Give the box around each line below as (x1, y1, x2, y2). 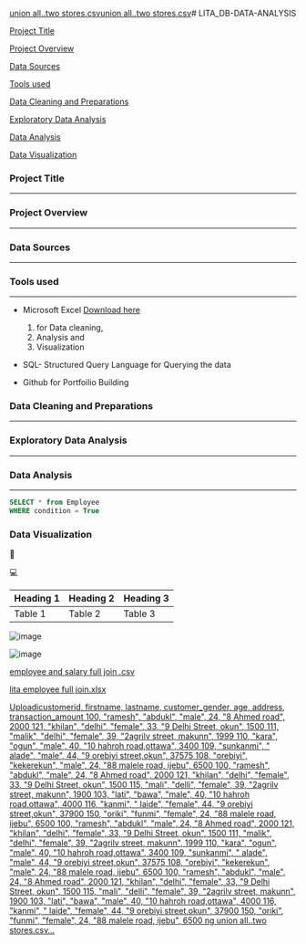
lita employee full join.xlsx (9, 684, 107, 695)
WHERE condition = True (9, 506, 100, 515)
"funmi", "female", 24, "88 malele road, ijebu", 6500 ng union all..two (9, 915, 267, 926)
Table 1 (14, 607, 46, 620)
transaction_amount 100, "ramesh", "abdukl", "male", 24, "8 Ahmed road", (9, 711, 285, 722)
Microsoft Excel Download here (22, 305, 141, 316)
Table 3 (123, 607, 156, 620)
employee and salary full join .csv (9, 666, 135, 677)
